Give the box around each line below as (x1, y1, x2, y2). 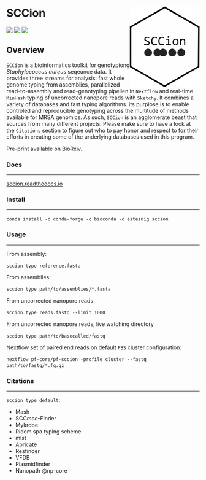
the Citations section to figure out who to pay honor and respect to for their (6, 126, 199, 134)
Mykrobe (15, 421, 39, 428)
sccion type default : (6, 396, 61, 403)
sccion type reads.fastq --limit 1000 (6, 309, 105, 315)
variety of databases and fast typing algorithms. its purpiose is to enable (6, 100, 189, 107)
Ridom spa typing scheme (15, 427, 82, 435)
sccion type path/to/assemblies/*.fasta (6, 286, 112, 292)
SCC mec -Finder (15, 414, 56, 422)
